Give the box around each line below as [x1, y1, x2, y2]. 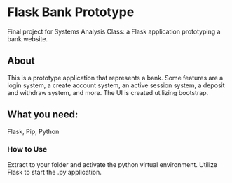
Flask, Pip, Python [7, 127, 60, 136]
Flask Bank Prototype [7, 4, 135, 20]
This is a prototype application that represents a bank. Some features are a [7, 73, 224, 82]
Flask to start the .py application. [7, 168, 102, 176]
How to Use [7, 145, 48, 154]
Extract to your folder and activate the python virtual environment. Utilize [7, 160, 217, 168]
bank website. [7, 34, 48, 43]
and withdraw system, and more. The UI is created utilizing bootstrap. [7, 88, 209, 96]
